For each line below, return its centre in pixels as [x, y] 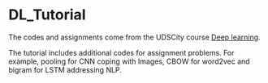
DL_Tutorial [47, 15]
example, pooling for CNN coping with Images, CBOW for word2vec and [129, 61]
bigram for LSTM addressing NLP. [65, 69]
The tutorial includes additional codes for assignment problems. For [121, 52]
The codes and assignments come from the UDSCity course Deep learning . [135, 37]
